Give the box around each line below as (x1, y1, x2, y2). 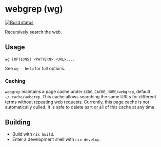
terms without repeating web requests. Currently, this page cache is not (5, 99, 150, 105)
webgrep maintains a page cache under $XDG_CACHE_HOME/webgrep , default (5, 89, 150, 94)
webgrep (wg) (5, 3, 63, 15)
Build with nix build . (12, 131, 55, 137)
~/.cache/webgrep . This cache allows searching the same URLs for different (5, 94, 156, 100)
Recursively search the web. (5, 29, 62, 35)
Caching (5, 77, 26, 84)
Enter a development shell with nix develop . (12, 136, 101, 142)
